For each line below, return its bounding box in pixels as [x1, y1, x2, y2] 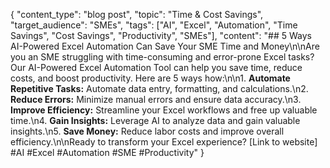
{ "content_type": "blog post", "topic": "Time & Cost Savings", [10, 9, 264, 20]
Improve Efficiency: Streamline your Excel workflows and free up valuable [10, 104, 318, 116]
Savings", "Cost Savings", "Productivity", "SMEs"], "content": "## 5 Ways [10, 30, 312, 41]
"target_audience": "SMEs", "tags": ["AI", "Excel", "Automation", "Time [10, 19, 298, 31]
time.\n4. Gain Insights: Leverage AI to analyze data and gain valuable [10, 115, 301, 126]
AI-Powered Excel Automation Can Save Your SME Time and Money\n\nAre [10, 40, 320, 52]
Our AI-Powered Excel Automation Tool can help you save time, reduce [10, 62, 303, 73]
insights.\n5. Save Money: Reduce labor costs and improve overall [10, 125, 285, 137]
